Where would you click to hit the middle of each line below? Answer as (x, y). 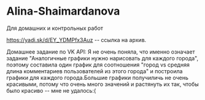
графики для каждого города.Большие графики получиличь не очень (97, 77)
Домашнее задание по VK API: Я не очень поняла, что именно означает (101, 52)
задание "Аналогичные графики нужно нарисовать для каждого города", (102, 58)
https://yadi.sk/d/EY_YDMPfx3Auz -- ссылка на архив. (76, 40)
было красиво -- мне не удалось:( (51, 90)
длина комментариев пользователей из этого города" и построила (95, 71)
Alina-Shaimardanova (63, 11)
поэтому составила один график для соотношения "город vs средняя (98, 65)
